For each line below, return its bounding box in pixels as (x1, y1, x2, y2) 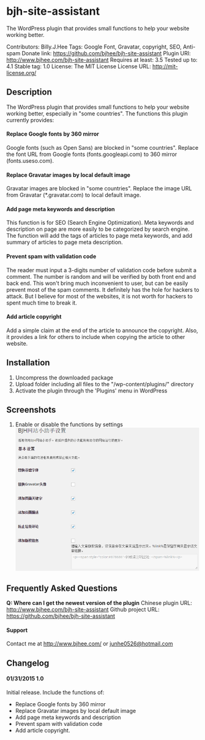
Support (6, 626, 28, 634)
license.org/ (6, 69, 37, 76)
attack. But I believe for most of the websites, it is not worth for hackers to (6, 292, 193, 300)
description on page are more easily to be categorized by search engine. (6, 225, 190, 233)
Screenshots (6, 404, 56, 415)
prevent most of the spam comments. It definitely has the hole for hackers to (6, 286, 199, 293)
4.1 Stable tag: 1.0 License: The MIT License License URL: (6, 63, 151, 70)
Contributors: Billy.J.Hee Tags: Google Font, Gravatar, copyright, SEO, (6, 43, 182, 50)
